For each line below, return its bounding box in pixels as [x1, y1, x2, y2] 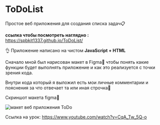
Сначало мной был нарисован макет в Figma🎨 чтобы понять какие [5, 59, 149, 65]
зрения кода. [5, 69, 34, 76]
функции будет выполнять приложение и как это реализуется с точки [5, 64, 155, 70]
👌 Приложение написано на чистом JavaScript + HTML [5, 47, 126, 53]
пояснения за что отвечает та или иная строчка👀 [5, 84, 111, 91]
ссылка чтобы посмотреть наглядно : [5, 32, 89, 38]
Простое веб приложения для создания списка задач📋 [5, 20, 126, 26]
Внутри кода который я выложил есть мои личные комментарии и [5, 79, 148, 85]
